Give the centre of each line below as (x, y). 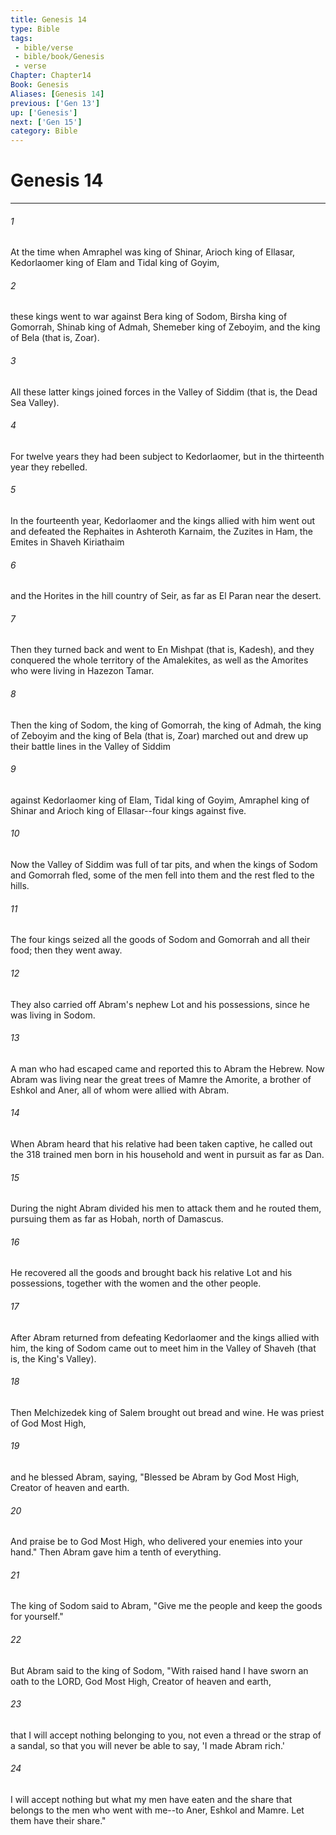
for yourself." (37, 1617)
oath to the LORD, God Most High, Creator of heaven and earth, (141, 1681)
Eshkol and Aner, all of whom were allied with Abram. (120, 1090)
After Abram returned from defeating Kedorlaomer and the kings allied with (165, 1337)
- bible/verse (44, 47)
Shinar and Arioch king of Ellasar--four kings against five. (128, 810)
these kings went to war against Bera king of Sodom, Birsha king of (149, 317)
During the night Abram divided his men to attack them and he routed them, (166, 1208)
